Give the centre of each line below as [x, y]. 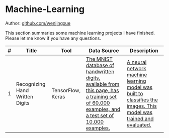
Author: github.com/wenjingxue [38, 23]
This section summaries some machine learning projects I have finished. [80, 33]
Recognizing [31, 84]
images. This [142, 106]
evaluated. [139, 125]
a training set [101, 96]
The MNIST [99, 59]
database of [100, 65]
